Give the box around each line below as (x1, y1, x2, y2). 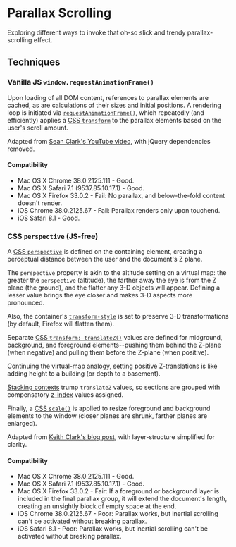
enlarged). (7, 419, 37, 428)
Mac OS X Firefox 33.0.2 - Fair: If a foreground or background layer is (17, 487, 220, 496)
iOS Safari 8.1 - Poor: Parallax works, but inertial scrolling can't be (17, 524, 208, 533)
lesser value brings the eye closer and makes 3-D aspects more (7, 291, 193, 300)
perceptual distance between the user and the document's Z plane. (7, 255, 203, 264)
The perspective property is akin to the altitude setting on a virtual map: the (7, 269, 227, 277)
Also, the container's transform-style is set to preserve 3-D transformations (7, 312, 229, 321)
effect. (33, 35, 53, 44)
